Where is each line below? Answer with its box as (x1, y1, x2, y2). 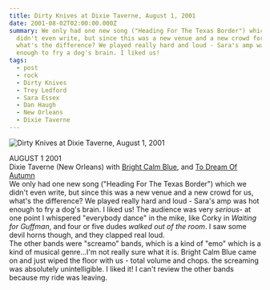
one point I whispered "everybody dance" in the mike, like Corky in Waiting (9, 213, 257, 223)
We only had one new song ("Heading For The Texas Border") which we (9, 179, 247, 188)
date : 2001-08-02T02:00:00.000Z (9, 19, 117, 27)
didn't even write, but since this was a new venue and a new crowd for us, (9, 187, 254, 197)
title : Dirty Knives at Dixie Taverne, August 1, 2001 (9, 11, 196, 20)
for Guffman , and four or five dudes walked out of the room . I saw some (9, 221, 247, 231)
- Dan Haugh (16, 101, 57, 109)
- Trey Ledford (16, 86, 67, 95)
